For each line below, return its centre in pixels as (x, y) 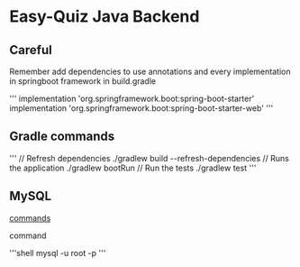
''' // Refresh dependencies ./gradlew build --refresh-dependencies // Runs (150, 158)
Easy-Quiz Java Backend (105, 17)
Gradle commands (62, 137)
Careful (31, 50)
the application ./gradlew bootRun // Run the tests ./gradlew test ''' (133, 168)
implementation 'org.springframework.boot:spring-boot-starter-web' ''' (141, 108)
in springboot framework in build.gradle (82, 81)
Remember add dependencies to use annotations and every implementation (150, 71)
